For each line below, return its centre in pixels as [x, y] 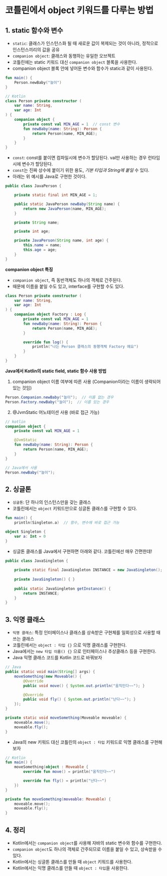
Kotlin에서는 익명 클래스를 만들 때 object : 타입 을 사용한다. [70, 868]
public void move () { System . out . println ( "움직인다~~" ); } [84, 686]
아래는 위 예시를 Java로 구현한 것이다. [49, 176]
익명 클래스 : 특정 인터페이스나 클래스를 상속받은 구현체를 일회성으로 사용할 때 [86, 632]
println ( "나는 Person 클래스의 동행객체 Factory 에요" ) [85, 347]
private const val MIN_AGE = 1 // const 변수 [72, 124]
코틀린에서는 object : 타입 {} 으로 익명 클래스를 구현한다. [69, 645]
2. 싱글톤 [18, 489]
